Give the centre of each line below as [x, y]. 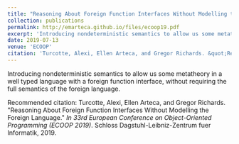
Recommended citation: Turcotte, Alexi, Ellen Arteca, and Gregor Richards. [117, 102]
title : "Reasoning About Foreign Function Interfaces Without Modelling [117, 14]
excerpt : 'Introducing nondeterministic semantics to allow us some [111, 34]
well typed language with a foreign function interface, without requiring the [117, 81]
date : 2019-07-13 [33, 40]
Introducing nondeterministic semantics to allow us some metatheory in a [115, 73]
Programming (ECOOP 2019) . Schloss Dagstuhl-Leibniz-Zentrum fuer [109, 125]
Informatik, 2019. [32, 133]
